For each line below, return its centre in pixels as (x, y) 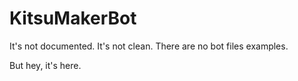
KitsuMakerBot (73, 18)
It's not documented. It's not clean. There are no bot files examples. (149, 46)
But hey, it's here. (45, 65)
